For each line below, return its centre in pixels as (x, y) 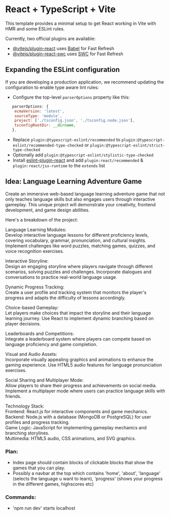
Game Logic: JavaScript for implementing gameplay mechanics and (76, 427)
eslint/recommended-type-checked (48, 145)
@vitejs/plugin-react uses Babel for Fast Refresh (63, 48)
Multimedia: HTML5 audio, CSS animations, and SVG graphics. (71, 438)
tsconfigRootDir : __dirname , (45, 125)
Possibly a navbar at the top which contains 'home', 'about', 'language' (87, 473)
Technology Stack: (25, 406)
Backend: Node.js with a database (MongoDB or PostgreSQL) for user (78, 417)
